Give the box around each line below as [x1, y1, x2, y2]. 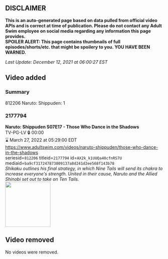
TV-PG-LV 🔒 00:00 [5, 129, 44, 135]
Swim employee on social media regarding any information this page [5, 28, 151, 34]
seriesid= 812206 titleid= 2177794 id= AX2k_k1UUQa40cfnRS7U [5, 155, 122, 161]
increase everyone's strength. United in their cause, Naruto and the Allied [5, 170, 157, 177]
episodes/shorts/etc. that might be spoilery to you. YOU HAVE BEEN [5, 44, 150, 50]
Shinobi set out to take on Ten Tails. [5, 176, 79, 182]
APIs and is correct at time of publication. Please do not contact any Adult [5, 23, 162, 29]
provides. [5, 33, 26, 39]
